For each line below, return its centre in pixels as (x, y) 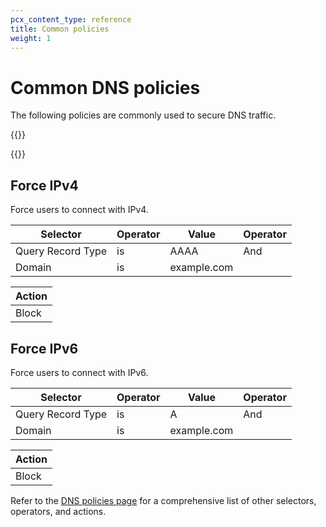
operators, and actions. (58, 511)
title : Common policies (60, 29)
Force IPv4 (44, 185)
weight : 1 (31, 38)
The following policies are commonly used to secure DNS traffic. (143, 115)
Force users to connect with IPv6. (79, 372)
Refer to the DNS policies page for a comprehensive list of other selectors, (163, 500)
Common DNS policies (105, 87)
